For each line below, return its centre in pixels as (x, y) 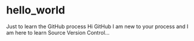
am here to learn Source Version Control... (58, 32)
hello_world (36, 10)
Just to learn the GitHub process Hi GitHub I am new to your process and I (97, 26)
